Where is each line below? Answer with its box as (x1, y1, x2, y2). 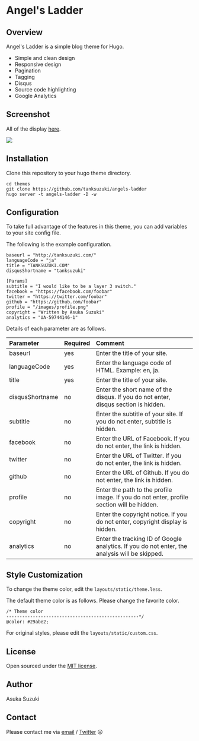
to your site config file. (6, 229, 61, 236)
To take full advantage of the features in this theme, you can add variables (6, 223, 188, 230)
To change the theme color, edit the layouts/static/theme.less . (6, 585, 162, 593)
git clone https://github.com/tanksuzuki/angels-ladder (6, 186, 147, 192)
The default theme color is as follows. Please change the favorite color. (6, 597, 179, 604)
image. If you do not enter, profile (95, 493, 188, 502)
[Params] (6, 278, 28, 284)
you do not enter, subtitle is (95, 417, 172, 426)
